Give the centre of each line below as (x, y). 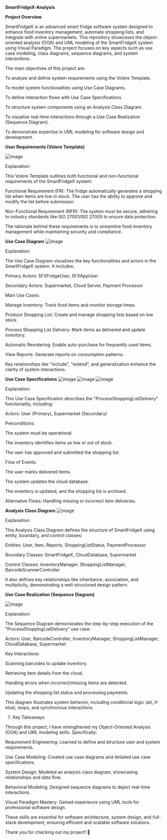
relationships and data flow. (33, 777)
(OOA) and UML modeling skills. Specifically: (51, 732)
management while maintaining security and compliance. (64, 232)
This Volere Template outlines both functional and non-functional (72, 176)
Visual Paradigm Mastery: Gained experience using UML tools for (72, 802)
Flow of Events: (21, 462)
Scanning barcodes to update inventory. (46, 663)
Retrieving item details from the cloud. (44, 673)
